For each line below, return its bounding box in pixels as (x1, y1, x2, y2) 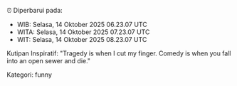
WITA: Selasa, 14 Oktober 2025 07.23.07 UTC (16, 28, 150, 36)
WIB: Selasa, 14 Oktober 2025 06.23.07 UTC (16, 21, 147, 28)
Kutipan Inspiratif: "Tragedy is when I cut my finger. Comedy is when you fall (6, 49, 231, 58)
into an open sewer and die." (6, 57, 90, 65)
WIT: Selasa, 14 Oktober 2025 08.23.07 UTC (16, 36, 147, 43)
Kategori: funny (6, 70, 53, 79)
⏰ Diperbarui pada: (6, 6, 63, 14)
